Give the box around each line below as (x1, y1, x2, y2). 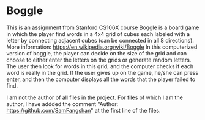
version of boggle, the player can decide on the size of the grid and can (6, 49, 187, 57)
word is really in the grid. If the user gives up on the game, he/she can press (6, 69, 199, 76)
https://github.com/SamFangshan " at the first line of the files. (6, 107, 161, 114)
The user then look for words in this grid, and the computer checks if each (6, 62, 194, 70)
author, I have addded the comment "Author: (6, 100, 119, 107)
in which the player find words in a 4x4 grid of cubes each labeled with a (6, 30, 190, 37)
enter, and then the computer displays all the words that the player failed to (6, 76, 196, 83)
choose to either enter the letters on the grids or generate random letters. (6, 56, 192, 63)
